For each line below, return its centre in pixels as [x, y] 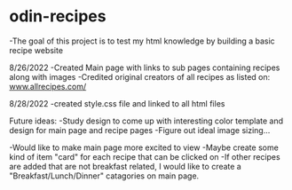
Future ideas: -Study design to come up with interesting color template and [146, 121]
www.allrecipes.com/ [48, 86]
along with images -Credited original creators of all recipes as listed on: [140, 76]
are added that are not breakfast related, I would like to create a [125, 166]
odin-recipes [58, 16]
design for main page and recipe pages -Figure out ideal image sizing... [140, 130]
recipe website [36, 50]
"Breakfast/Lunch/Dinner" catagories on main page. [104, 176]
